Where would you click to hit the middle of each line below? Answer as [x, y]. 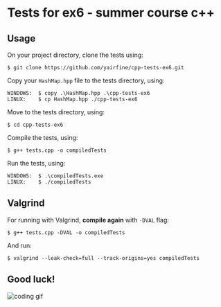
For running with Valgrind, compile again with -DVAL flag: [88, 220]
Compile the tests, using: [43, 138]
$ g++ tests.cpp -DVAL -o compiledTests [67, 233]
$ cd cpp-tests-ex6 [35, 125]
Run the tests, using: [36, 163]
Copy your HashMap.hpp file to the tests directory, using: [86, 80]
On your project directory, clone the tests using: [76, 55]
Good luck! [31, 280]
